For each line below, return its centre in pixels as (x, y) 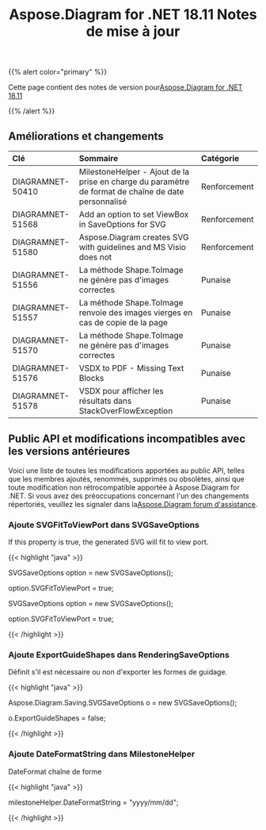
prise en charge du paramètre (134, 182)
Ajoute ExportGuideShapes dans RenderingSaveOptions (119, 655)
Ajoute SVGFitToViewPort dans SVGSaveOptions (104, 525)
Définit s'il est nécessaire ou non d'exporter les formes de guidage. (118, 672)
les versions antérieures (69, 451)
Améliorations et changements (86, 136)
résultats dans (105, 401)
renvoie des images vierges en (136, 313)
